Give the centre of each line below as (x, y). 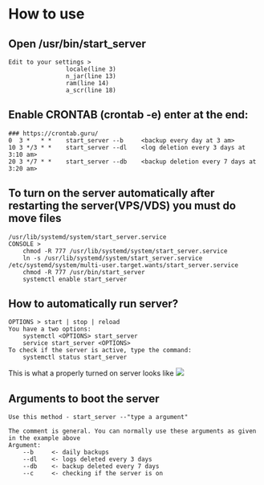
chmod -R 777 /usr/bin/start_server (84, 272)
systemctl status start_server (75, 358)
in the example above (45, 438)
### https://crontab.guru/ (53, 134)
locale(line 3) (91, 69)
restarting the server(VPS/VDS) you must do (122, 206)
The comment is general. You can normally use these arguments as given (132, 431)
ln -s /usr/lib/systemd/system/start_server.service (113, 258)
